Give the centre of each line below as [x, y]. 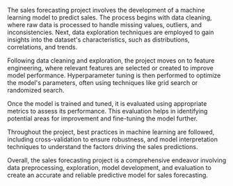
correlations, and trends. [42, 47]
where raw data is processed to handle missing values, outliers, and [105, 25]
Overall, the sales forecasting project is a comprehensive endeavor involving [117, 160]
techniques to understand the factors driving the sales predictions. [103, 147]
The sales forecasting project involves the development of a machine [106, 10]
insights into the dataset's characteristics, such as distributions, [98, 40]
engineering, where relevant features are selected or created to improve [110, 68]
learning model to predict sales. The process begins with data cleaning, [110, 17]
